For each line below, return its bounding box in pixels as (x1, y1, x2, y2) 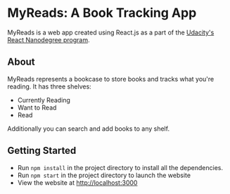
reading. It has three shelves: (7, 82, 91, 91)
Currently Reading (17, 96, 70, 104)
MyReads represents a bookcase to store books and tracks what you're (7, 75, 215, 83)
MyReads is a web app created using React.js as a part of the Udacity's (7, 28, 215, 37)
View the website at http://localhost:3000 (17, 178, 138, 187)
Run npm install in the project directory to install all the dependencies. (17, 163, 224, 172)
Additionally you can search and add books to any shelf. (7, 124, 170, 133)
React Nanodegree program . (7, 35, 90, 44)
